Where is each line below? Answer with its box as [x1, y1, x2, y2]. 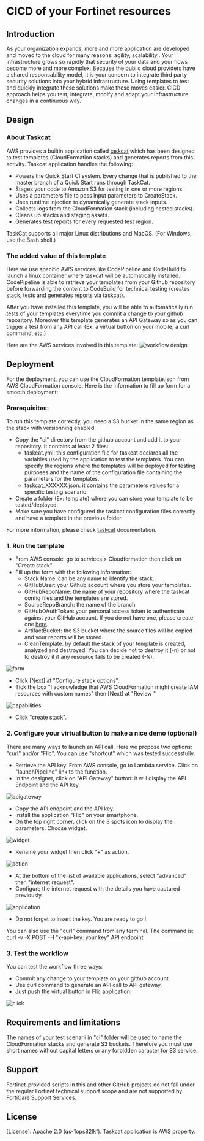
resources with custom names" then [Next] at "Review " [15, 690, 156, 697]
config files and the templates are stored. [24, 594, 128, 602]
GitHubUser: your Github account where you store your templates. [24, 582, 191, 589]
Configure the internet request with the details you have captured [15, 885, 180, 892]
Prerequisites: [6, 404, 49, 412]
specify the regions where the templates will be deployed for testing [24, 462, 196, 470]
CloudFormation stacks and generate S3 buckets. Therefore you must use [6, 1040, 192, 1047]
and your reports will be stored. [24, 634, 104, 641]
